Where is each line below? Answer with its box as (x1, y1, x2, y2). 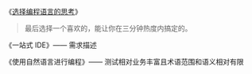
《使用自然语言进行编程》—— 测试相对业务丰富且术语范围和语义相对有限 (5, 57, 244, 66)
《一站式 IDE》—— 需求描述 (5, 40, 98, 50)
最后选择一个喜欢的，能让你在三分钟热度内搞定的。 (24, 24, 192, 33)
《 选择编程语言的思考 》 (5, 7, 82, 16)
